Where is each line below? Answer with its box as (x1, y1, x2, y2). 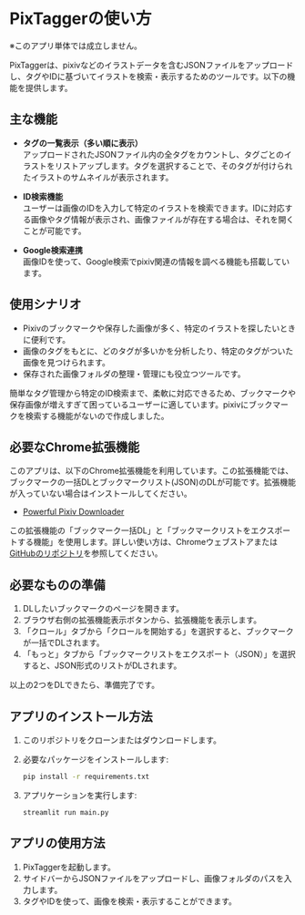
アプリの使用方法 (9, 836, 106, 851)
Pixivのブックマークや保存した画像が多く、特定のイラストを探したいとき (22, 323, 296, 334)
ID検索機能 (22, 190, 64, 201)
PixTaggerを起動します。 (22, 861, 116, 872)
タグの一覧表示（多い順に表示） (22, 138, 143, 149)
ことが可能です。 (22, 225, 86, 236)
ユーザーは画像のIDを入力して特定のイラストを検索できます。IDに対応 (22, 202, 285, 213)
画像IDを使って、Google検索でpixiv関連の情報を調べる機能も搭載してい (22, 256, 290, 267)
